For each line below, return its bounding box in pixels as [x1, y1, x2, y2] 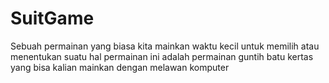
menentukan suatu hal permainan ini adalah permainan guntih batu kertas [10, 50, 314, 62]
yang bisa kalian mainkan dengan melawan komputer [10, 61, 230, 73]
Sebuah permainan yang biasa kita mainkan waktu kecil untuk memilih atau [10, 40, 320, 52]
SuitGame [10, 7, 95, 30]
